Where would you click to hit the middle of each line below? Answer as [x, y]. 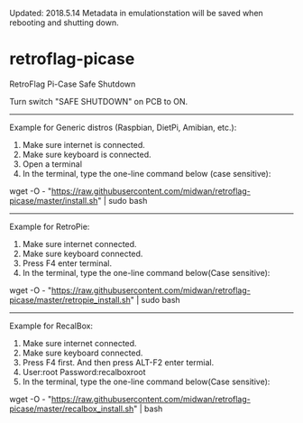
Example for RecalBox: [51, 326]
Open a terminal [52, 164]
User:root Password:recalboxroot [84, 372]
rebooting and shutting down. [64, 23]
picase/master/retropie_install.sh [70, 299]
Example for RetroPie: [50, 226]
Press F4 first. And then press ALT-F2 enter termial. [118, 362]
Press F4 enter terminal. [67, 263]
